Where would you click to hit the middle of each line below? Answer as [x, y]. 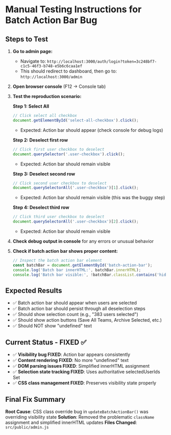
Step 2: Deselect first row [40, 140]
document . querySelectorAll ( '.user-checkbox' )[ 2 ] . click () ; [76, 222]
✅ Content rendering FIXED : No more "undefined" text [71, 360]
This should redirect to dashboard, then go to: [69, 71]
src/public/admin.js [27, 427]
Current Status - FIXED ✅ [46, 342]
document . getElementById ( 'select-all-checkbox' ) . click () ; [76, 120]
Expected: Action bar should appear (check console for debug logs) [92, 130]
